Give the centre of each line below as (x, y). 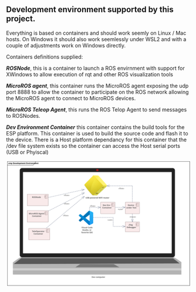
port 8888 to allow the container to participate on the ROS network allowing (97, 92)
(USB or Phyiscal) (27, 152)
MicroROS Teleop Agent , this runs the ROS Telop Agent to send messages (97, 109)
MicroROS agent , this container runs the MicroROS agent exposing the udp (97, 86)
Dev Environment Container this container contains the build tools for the (95, 127)
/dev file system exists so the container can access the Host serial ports (93, 145)
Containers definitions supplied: (45, 57)
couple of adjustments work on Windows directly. (66, 45)
